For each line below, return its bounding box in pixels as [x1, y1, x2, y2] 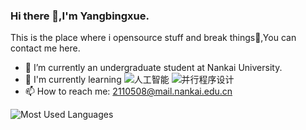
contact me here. [10, 42, 81, 54]
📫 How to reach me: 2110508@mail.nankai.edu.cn [24, 85, 233, 98]
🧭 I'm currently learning [24, 74, 122, 86]
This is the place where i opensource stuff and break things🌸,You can [10, 32, 297, 44]
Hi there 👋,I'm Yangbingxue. [10, 9, 150, 23]
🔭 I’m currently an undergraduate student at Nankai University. [24, 62, 283, 74]
